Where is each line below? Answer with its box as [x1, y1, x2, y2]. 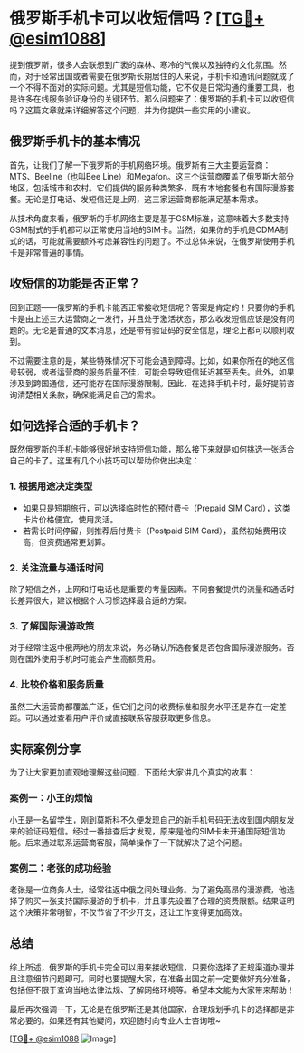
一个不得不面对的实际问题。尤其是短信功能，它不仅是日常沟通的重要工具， [9, 82, 287, 93]
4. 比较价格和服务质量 [9, 678, 104, 691]
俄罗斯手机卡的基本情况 [9, 133, 140, 150]
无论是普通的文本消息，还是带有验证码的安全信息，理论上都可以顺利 [33, 324, 287, 336]
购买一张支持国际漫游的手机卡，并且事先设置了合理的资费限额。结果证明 [24, 895, 295, 906]
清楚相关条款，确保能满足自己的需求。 [16, 389, 160, 400]
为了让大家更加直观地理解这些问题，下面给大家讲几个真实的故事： [9, 767, 255, 778]
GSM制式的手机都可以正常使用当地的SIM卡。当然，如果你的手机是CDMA [9, 224, 280, 235]
